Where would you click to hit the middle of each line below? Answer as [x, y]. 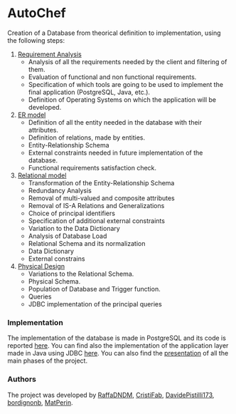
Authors [22, 379]
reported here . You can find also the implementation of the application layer [118, 346]
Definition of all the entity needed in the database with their [115, 122]
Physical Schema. [54, 281]
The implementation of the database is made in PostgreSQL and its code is [117, 338]
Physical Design [41, 266]
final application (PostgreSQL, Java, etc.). [89, 92]
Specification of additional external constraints [97, 221]
